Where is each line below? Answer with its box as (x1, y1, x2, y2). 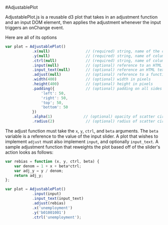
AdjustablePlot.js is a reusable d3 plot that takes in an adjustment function (5, 14, 158, 20)
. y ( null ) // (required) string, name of (31, 53, 151, 58)
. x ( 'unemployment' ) (31, 205, 72, 210)
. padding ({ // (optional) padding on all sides (31, 86, 162, 91)
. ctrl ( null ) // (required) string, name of (31, 58, 151, 63)
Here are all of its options (5, 35, 57, 40)
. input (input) (31, 191, 61, 196)
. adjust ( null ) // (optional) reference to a (31, 72, 149, 77)
